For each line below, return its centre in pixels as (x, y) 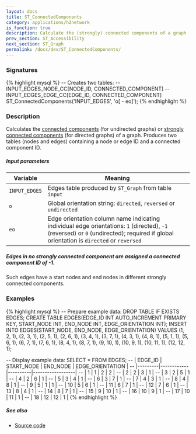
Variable (26, 178)
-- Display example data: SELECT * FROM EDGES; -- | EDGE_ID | (84, 360)
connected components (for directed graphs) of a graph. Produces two (92, 136)
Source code (30, 425)
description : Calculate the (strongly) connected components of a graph (96, 33)
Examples (20, 298)
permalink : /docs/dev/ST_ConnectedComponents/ (64, 50)
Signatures (22, 70)
